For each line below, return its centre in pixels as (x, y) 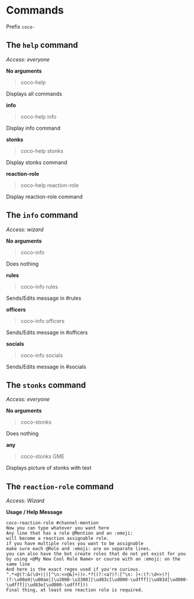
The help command (42, 45)
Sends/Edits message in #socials (46, 366)
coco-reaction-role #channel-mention (52, 523)
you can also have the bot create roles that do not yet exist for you (96, 554)
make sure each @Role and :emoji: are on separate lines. (79, 549)
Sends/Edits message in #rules (44, 298)
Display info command (33, 128)
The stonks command (46, 385)
